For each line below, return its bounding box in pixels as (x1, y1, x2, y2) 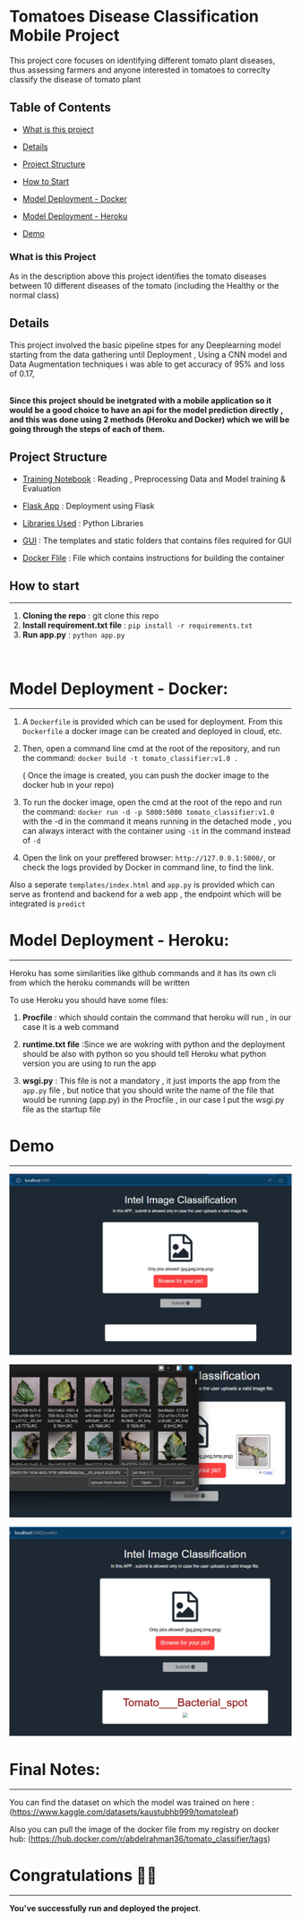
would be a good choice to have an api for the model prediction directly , (9, 404, 284, 415)
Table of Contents (9, 100, 112, 116)
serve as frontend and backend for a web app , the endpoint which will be (9, 889, 282, 900)
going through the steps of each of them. (9, 423, 166, 434)
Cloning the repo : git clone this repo (21, 610, 159, 621)
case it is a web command (21, 1022, 119, 1033)
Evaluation (21, 482, 62, 494)
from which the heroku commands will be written (9, 977, 190, 988)
